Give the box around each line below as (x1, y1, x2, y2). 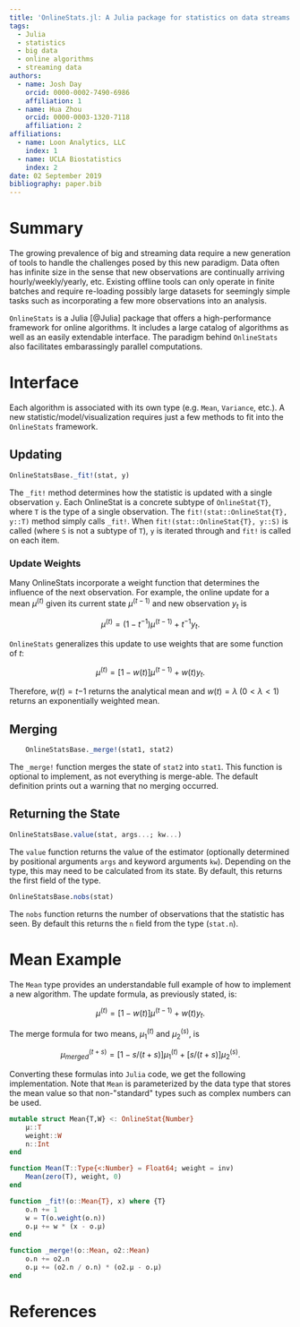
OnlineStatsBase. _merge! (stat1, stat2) (25, 745, 175, 755)
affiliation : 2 (25, 122, 82, 131)
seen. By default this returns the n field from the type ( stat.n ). (9, 918, 239, 929)
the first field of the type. (9, 875, 101, 886)
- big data (17, 47, 58, 56)
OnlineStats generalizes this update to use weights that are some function (9, 638, 284, 649)
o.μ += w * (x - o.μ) (25, 1221, 106, 1231)
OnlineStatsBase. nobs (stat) (9, 892, 115, 901)
